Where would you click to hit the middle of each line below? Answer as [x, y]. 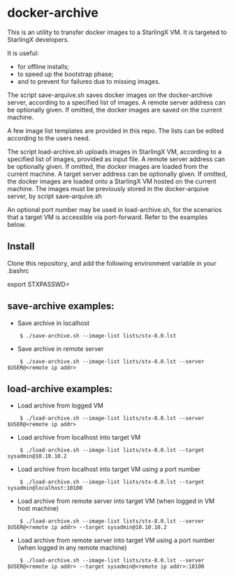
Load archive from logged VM [60, 405]
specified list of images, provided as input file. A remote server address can [116, 159]
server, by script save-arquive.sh [55, 196]
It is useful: [23, 53]
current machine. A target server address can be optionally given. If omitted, [117, 174]
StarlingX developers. [38, 39]
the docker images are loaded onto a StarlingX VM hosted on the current [112, 181]
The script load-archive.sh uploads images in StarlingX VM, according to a [115, 151]
